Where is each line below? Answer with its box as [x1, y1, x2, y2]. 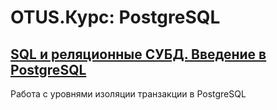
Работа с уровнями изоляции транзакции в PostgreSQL [10, 88, 247, 100]
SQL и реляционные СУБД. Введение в [10, 46, 267, 63]
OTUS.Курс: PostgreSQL [10, 6, 221, 29]
